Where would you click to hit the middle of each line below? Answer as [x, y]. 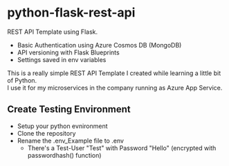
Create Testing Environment [69, 109]
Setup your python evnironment [63, 126]
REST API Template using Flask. [53, 32]
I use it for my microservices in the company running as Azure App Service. [115, 87]
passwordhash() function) [64, 155]
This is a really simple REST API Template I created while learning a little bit [114, 73]
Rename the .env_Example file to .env [71, 141]
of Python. [22, 80]
